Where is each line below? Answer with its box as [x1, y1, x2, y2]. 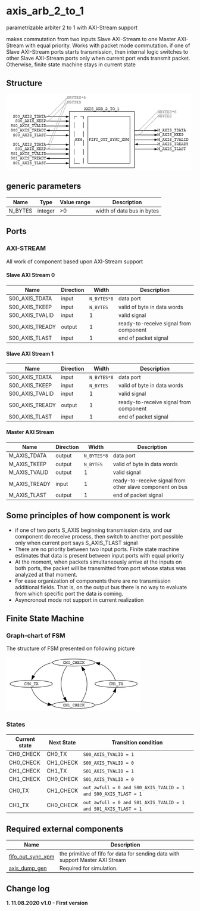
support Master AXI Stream [59, 856, 126, 863]
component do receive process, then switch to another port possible [14, 533, 183, 540]
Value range [60, 199, 90, 206]
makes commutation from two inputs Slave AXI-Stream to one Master [6, 35, 177, 42]
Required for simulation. [59, 864, 118, 872]
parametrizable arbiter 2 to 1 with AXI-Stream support [6, 24, 138, 31]
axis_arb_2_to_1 [6, 4, 85, 18]
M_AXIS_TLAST [8, 491, 47, 499]
